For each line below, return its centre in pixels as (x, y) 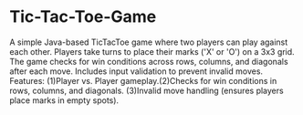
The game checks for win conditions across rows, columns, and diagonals (149, 61)
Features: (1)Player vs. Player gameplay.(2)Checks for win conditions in (143, 80)
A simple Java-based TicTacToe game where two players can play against (149, 42)
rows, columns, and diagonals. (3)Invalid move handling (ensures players (147, 90)
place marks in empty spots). (64, 100)
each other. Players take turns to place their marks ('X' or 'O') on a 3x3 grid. (152, 51)
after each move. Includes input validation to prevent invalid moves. (136, 71)
